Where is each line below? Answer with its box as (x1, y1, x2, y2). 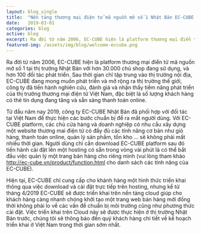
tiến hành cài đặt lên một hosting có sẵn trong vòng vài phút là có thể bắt (6, 146, 187, 153)
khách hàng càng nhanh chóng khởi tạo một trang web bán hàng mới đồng (6, 195, 190, 203)
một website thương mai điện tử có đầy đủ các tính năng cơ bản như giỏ (6, 127, 184, 134)
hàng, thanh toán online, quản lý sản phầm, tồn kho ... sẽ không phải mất (6, 133, 185, 140)
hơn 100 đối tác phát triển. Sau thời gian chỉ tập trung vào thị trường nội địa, (6, 71, 193, 78)
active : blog (6, 31, 39, 37)
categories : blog (6, 25, 50, 32)
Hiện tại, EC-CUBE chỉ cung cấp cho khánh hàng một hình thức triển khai (6, 177, 187, 184)
